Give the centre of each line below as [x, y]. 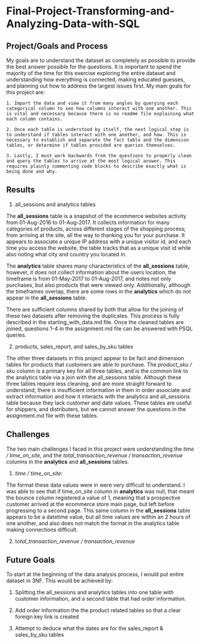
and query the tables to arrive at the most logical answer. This [91, 161]
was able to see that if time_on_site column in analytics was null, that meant [100, 491]
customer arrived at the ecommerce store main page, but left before [90, 504]
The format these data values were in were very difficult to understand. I [95, 485]
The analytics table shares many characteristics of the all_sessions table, [98, 266]
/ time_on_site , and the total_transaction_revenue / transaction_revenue [94, 455]
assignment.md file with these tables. [52, 415]
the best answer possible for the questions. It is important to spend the [94, 67]
